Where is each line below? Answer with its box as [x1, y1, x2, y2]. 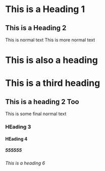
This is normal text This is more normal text [5, 37, 95, 43]
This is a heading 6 [5, 160, 45, 166]
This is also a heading [5, 54, 98, 66]
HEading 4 [5, 136, 28, 142]
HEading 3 [5, 123, 31, 130]
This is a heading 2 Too [5, 97, 79, 106]
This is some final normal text [5, 111, 67, 117]
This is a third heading [5, 77, 100, 89]
